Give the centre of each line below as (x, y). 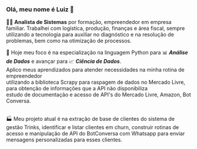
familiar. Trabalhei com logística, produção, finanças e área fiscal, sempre (96, 28)
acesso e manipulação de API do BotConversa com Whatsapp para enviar (96, 134)
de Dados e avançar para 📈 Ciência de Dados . (64, 62)
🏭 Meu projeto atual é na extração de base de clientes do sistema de (91, 119)
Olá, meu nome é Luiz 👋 (40, 9)
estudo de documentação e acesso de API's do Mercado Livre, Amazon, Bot (98, 95)
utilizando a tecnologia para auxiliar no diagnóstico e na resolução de (90, 35)
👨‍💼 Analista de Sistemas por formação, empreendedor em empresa (89, 22)
